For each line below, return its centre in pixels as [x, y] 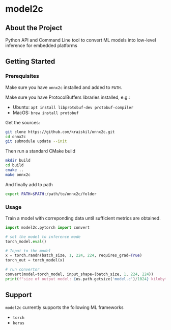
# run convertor [22, 270]
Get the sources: [23, 122]
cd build [15, 165]
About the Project [34, 28]
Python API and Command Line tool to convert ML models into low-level [81, 40]
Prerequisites [22, 76]
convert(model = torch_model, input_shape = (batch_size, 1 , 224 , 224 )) [79, 274]
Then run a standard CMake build [40, 151]
